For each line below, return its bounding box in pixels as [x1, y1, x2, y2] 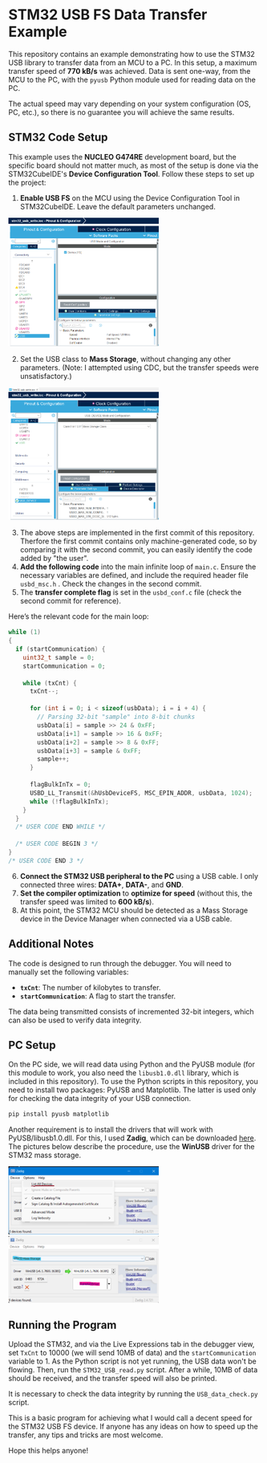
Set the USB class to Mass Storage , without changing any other [19, 354, 231, 364]
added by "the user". [19, 554, 89, 563]
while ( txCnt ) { [22, 679, 78, 687]
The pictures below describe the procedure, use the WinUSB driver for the [8, 1142, 255, 1152]
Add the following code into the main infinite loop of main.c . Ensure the [19, 562, 257, 571]
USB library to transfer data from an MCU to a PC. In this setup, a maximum [8, 58, 257, 67]
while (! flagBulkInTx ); [29, 797, 110, 806]
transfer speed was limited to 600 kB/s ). [19, 896, 155, 906]
